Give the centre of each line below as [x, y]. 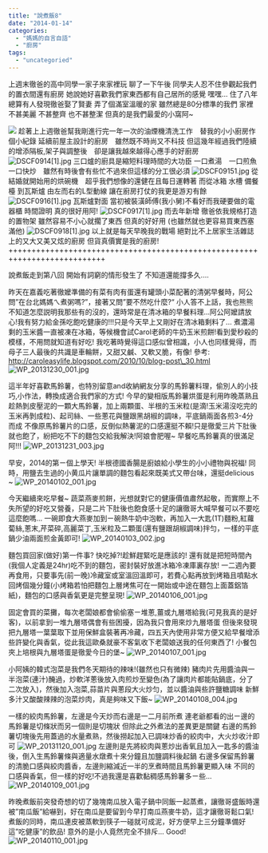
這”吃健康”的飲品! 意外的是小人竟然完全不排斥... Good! [97, 831]
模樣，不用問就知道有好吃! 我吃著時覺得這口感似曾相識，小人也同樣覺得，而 [132, 341]
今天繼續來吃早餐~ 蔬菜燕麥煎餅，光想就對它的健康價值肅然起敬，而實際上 [130, 498]
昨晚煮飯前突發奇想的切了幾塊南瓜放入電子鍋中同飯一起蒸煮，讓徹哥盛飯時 [130, 801]
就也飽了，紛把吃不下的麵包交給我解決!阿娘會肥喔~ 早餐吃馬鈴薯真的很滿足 [132, 436]
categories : [28, 30]
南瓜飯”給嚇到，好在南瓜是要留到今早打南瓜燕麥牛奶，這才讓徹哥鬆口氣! [136, 811]
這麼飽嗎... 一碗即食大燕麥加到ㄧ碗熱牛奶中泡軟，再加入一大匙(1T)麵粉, [124, 518]
